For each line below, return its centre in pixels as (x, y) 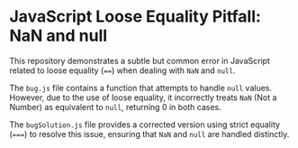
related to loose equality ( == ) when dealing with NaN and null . (122, 70)
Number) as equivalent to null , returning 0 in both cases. (116, 106)
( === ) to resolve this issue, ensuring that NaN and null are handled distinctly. (149, 134)
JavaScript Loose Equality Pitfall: (135, 17)
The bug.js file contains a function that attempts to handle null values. (141, 88)
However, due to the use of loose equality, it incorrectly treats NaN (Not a (143, 97)
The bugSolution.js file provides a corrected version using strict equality (145, 125)
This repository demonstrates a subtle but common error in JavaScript (140, 60)
